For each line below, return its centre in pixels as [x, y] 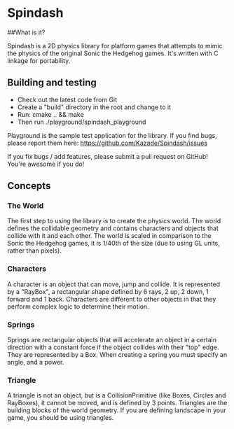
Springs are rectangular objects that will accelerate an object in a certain [112, 340]
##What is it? [26, 32]
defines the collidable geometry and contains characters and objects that [113, 228]
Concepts [29, 186]
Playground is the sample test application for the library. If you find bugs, [112, 135]
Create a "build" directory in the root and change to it [94, 107]
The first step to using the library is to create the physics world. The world [114, 221]
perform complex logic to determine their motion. [78, 307]
